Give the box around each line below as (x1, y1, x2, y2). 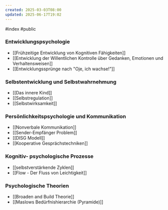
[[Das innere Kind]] (12, 90, 52, 96)
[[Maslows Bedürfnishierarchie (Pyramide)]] (12, 199, 104, 205)
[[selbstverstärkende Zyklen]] (12, 164, 74, 170)
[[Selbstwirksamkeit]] (12, 100, 57, 107)
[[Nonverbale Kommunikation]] (12, 124, 77, 131)
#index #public (5, 26, 36, 32)
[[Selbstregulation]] (12, 95, 53, 101)
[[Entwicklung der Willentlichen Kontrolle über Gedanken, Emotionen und (12, 55, 163, 61)
